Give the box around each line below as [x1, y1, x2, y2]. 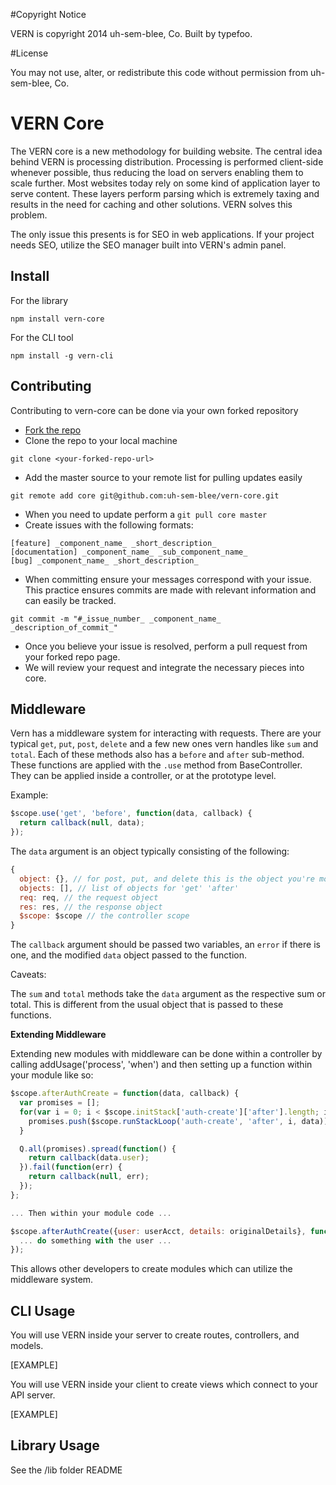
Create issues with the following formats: [24, 519, 194, 531]
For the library [10, 294, 69, 306]
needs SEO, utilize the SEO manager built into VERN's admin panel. [10, 239, 287, 251]
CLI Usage [10, 1302, 76, 1319]
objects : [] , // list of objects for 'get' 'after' [19, 883, 240, 893]
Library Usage [10, 1437, 100, 1454]
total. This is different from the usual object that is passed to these [10, 999, 284, 1011]
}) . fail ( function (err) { [19, 1162, 123, 1173]
